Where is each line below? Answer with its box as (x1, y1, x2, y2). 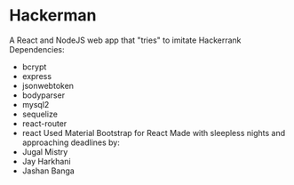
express (21, 70, 52, 81)
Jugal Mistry (21, 146, 68, 157)
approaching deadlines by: (21, 137, 120, 148)
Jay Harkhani (21, 156, 71, 166)
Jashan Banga (21, 165, 75, 176)
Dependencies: (9, 44, 65, 54)
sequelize (21, 109, 58, 119)
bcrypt (21, 61, 47, 72)
